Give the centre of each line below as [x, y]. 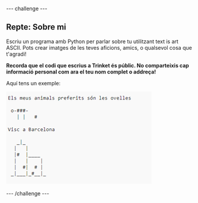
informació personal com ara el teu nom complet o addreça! [81, 72]
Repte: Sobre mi [36, 27]
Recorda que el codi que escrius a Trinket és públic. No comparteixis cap [98, 65]
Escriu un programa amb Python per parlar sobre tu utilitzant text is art [92, 41]
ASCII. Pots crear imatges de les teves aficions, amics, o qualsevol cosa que [99, 47]
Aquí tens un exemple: [33, 83]
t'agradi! [16, 54]
